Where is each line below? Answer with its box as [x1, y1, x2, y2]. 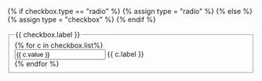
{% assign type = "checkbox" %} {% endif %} [7, 15, 156, 24]
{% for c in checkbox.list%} [14, 40, 104, 50]
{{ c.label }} [107, 49, 144, 58]
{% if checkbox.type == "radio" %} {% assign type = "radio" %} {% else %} [7, 7, 253, 16]
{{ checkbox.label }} [15, 30, 81, 39]
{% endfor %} [14, 58, 60, 69]
